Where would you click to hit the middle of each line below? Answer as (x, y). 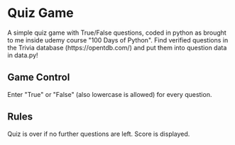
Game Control (39, 77)
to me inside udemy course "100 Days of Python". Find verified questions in (118, 40)
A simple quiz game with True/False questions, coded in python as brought (117, 33)
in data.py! (23, 55)
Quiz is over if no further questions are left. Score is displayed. (99, 134)
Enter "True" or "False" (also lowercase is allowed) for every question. (110, 94)
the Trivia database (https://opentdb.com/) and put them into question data (117, 47)
